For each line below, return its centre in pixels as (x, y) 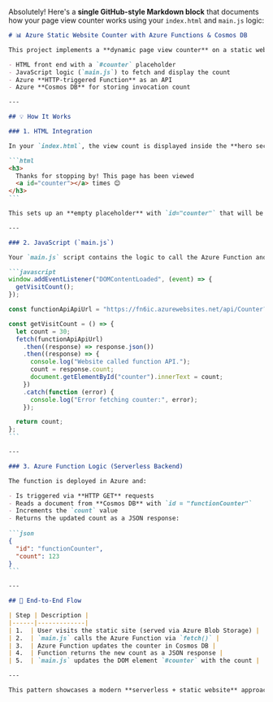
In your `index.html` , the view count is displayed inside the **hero (130, 146)
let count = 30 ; (43, 331)
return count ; (39, 422)
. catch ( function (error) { (69, 392)
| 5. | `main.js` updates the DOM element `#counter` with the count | (134, 661)
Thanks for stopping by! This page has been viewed (105, 176)
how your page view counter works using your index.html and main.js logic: (136, 20)
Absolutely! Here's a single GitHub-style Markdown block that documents (134, 12)
